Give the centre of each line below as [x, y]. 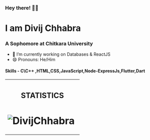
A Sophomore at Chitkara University [49, 44]
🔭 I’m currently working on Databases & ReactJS [61, 54]
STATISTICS [43, 96]
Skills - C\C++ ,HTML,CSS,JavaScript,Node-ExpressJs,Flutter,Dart [75, 71]
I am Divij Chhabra [43, 28]
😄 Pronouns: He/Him [34, 60]
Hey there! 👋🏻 [22, 8]
